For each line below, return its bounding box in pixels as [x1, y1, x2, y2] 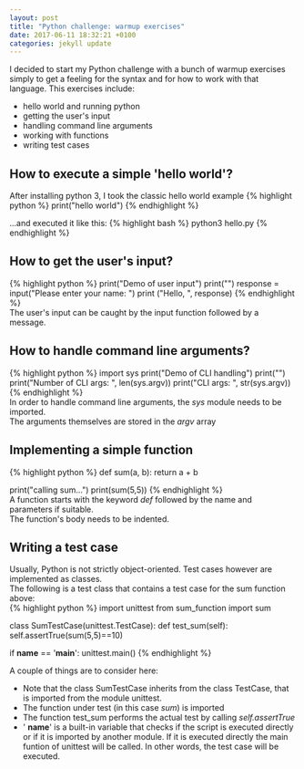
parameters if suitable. [9, 504, 94, 514]
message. [9, 317, 46, 327]
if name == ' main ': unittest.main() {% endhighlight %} [9, 648, 212, 659]
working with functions [22, 130, 109, 141]
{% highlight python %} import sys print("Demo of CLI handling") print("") [9, 367, 286, 379]
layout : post [9, 13, 59, 23]
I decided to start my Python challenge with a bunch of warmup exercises [9, 64, 286, 75]
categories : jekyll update [9, 38, 112, 48]
